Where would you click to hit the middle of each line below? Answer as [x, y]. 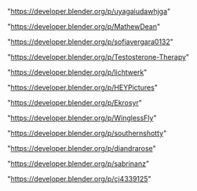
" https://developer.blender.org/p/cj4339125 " [79, 179]
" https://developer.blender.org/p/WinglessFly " [82, 118]
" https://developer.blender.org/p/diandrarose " [82, 148]
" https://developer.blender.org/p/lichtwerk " [77, 72]
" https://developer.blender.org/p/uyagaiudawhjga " [89, 11]
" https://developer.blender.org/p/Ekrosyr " [75, 103]
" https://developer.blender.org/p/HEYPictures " [83, 87]
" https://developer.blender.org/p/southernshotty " [87, 133]
